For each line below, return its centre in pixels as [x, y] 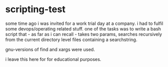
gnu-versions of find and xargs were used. [50, 49]
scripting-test [35, 9]
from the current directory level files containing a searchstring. [71, 40]
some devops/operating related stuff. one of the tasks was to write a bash [83, 28]
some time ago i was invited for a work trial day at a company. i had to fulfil [84, 23]
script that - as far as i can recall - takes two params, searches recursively [84, 34]
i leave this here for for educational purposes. [53, 59]
